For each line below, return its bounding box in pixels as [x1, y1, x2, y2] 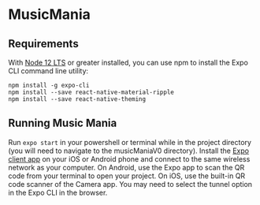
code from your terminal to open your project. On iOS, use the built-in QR [8, 171, 246, 181]
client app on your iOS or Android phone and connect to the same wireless [8, 154, 251, 163]
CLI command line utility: [8, 66, 89, 76]
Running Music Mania [8, 117, 117, 130]
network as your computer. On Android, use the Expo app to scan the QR [8, 162, 245, 172]
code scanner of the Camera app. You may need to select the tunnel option [8, 179, 253, 188]
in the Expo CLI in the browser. [8, 188, 108, 197]
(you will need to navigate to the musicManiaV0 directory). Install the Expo [8, 146, 250, 155]
